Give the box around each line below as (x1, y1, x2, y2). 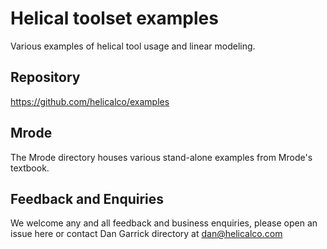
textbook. (10, 162, 50, 174)
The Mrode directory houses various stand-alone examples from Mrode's (10, 151, 313, 163)
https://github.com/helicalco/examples (10, 95, 170, 107)
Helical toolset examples (10, 7, 219, 30)
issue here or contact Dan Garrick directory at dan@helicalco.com (10, 228, 283, 240)
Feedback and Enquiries (10, 190, 165, 207)
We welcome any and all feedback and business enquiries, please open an (10, 217, 318, 229)
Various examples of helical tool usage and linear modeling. (10, 40, 256, 52)
